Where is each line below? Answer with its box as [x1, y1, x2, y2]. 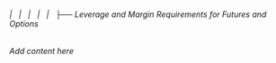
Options [9, 18, 39, 28]
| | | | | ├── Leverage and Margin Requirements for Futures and [9, 9, 267, 20]
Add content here [9, 46, 75, 57]
